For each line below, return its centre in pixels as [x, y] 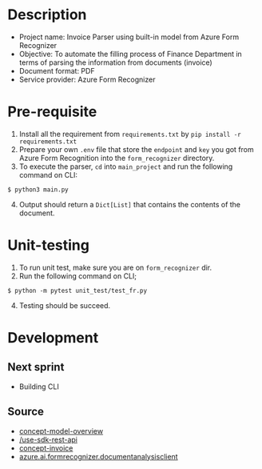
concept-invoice [46, 448]
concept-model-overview [61, 431]
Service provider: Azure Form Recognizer [87, 79]
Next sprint [36, 367]
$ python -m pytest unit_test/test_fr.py [77, 291]
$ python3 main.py [38, 190]
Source [26, 412]
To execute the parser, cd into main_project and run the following [126, 166]
